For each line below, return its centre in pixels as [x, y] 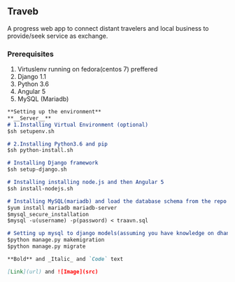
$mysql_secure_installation [48, 214]
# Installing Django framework [53, 163]
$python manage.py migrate [47, 247]
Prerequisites [30, 54]
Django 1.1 [32, 77]
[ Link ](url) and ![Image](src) [53, 272]
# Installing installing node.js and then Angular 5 [86, 182]
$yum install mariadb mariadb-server [62, 208]
